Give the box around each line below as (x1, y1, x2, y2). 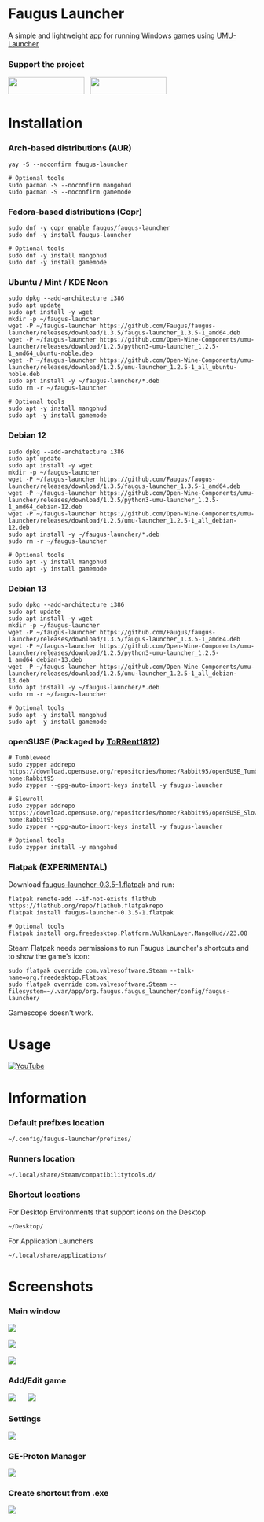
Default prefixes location (8, 1117, 104, 1128)
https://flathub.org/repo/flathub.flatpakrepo (8, 902, 163, 910)
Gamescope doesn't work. (8, 1008, 94, 1018)
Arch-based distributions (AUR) (8, 142, 132, 153)
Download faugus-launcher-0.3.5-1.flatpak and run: (8, 879, 174, 889)
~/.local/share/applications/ (8, 1251, 108, 1259)
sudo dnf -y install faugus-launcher (8, 231, 132, 239)
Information (8, 1089, 86, 1106)
